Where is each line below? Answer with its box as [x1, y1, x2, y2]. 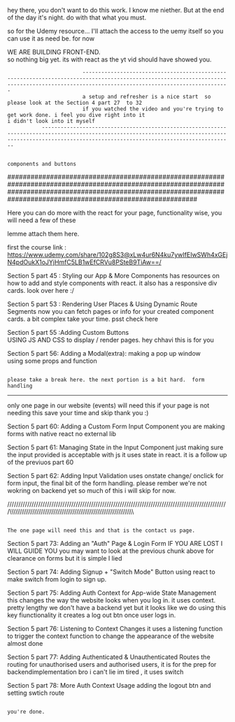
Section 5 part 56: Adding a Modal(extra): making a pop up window [7, 349, 201, 357]
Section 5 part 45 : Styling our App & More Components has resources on [7, 272, 220, 280]
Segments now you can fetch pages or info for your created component [7, 308, 215, 315]
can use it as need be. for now [7, 34, 95, 43]
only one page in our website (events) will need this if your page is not [7, 401, 210, 410]
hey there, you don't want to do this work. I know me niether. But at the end [7, 6, 225, 14]
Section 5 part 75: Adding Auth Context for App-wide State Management [7, 589, 217, 597]
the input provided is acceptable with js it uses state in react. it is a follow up [7, 451, 227, 459]
